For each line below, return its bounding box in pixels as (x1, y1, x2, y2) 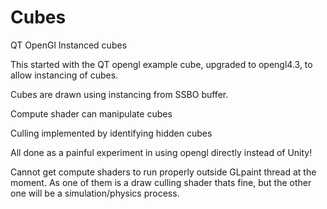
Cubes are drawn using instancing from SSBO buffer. (10, 88, 229, 100)
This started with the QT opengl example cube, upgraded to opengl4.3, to (10, 58, 313, 70)
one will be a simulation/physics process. (10, 187, 180, 199)
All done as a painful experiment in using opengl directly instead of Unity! (10, 146, 313, 158)
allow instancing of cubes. (10, 69, 119, 81)
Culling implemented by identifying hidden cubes (10, 127, 213, 139)
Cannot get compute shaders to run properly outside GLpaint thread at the (10, 166, 317, 178)
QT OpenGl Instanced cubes (10, 39, 128, 51)
